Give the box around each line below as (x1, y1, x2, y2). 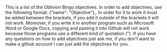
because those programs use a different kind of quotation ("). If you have (5, 31, 156, 36)
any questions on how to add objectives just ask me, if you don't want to (5, 36, 155, 42)
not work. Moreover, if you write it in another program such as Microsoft (5, 20, 154, 26)
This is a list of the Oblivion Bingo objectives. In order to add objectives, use (5, 4, 162, 10)
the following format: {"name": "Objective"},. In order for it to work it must (5, 9, 157, 15)
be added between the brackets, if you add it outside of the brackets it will (5, 15, 159, 20)
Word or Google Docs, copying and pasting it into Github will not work (5, 25, 149, 31)
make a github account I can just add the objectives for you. (5, 41, 129, 47)
